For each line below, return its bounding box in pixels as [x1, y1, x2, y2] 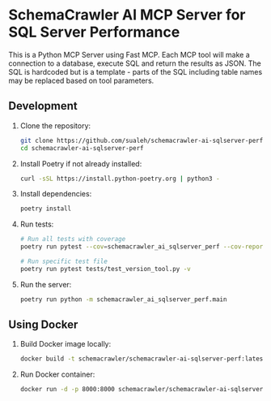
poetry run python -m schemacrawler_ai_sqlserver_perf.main [19, 295, 227, 304]
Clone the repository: [19, 120, 91, 131]
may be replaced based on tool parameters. [8, 75, 155, 85]
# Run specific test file [19, 257, 108, 265]
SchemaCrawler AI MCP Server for [8, 6, 246, 24]
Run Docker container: [19, 369, 95, 379]
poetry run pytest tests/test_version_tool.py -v [19, 265, 192, 273]
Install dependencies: [19, 189, 92, 199]
